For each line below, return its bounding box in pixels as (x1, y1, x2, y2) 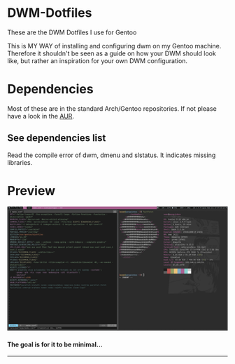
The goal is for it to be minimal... (7, 340, 103, 349)
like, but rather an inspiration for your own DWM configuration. (7, 56, 187, 65)
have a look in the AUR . (7, 112, 75, 120)
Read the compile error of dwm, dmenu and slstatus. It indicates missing (7, 151, 216, 159)
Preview (7, 182, 56, 198)
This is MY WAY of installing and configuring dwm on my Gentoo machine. (7, 41, 222, 50)
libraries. (7, 158, 33, 166)
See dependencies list (7, 132, 106, 144)
